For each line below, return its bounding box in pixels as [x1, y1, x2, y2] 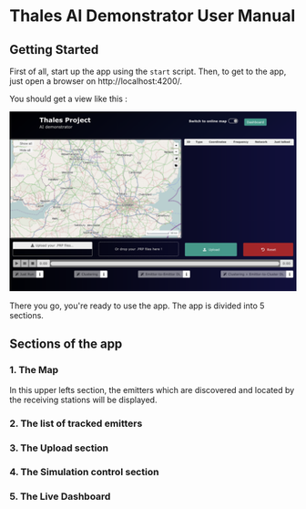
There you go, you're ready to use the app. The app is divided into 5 [9, 300, 265, 311]
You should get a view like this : [9, 93, 127, 104]
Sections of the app [9, 337, 123, 352]
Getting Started [9, 42, 99, 57]
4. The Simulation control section [9, 466, 159, 479]
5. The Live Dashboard [9, 490, 111, 503]
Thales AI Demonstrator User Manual [9, 5, 296, 26]
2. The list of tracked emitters [9, 417, 143, 430]
